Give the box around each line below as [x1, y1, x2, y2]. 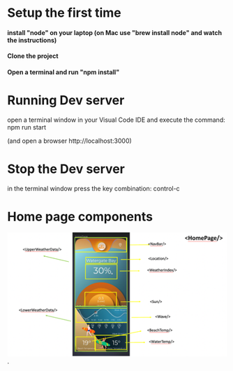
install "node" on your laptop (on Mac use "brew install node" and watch [7, 28, 222, 36]
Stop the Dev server [7, 161, 126, 177]
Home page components [7, 209, 153, 225]
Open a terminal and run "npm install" [7, 68, 120, 76]
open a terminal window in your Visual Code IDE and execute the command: [7, 115, 225, 124]
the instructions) [7, 36, 57, 44]
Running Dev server [7, 92, 125, 108]
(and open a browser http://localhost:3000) [7, 136, 133, 145]
